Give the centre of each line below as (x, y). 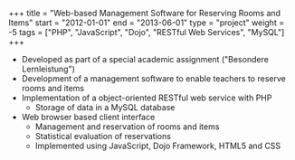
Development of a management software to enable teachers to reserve (153, 79)
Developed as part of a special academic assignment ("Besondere (145, 59)
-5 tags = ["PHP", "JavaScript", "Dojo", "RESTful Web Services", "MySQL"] (147, 32)
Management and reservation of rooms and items (127, 127)
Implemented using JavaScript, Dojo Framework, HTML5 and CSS (158, 146)
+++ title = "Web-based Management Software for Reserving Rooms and (145, 13)
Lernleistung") (48, 69)
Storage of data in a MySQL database (105, 107)
